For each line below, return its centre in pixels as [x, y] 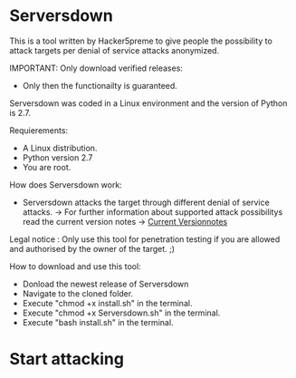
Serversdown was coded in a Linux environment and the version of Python [148, 103]
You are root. [47, 167]
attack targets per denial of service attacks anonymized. [115, 50]
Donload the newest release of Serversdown [105, 284]
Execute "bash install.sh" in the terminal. [98, 322]
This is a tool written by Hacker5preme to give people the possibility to [141, 41]
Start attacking [67, 359]
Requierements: [39, 130]
